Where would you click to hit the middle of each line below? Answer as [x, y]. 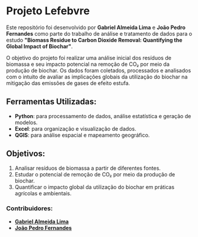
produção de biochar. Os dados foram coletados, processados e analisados [99, 70]
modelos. [26, 122]
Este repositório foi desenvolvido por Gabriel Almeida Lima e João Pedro [96, 27]
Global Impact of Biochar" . [39, 46]
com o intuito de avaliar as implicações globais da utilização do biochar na [97, 77]
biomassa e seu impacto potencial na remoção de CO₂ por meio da [88, 64]
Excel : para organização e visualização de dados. [75, 128]
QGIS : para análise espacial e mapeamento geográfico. [82, 135]
